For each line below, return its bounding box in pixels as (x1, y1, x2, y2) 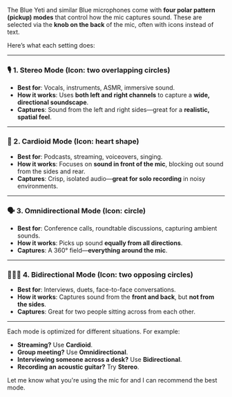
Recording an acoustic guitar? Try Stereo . (17, 362, 139, 371)
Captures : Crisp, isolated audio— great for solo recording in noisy (17, 174, 206, 182)
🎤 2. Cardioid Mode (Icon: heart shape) (7, 137, 139, 146)
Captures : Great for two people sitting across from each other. (17, 307, 195, 316)
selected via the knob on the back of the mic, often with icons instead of (7, 21, 214, 28)
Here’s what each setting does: (7, 41, 95, 49)
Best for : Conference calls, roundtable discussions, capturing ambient (17, 224, 217, 232)
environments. (17, 182, 59, 190)
